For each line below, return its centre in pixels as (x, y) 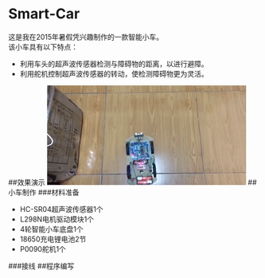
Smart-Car (44, 14)
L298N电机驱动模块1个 (57, 219)
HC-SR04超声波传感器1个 (61, 209)
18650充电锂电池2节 (53, 239)
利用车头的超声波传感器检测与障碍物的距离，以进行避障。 (114, 64)
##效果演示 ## (132, 182)
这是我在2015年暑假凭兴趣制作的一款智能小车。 (86, 37)
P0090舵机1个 (43, 249)
